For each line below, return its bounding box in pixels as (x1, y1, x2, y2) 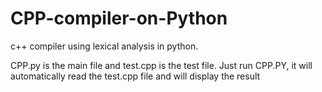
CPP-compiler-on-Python (10, 7, 228, 30)
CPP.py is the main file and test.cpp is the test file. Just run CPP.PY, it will (10, 59, 313, 71)
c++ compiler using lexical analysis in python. (10, 40, 199, 52)
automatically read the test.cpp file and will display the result (10, 70, 261, 82)
